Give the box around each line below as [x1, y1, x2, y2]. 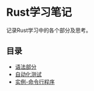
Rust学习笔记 [6, 5, 72, 19]
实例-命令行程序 [14, 78, 55, 85]
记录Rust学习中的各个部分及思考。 [6, 27, 92, 34]
